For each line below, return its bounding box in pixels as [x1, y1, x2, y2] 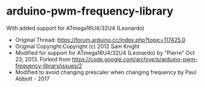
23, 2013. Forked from [15, 55, 71, 63]
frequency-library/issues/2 [15, 62, 82, 69]
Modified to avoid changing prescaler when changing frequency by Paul [15, 68, 197, 75]
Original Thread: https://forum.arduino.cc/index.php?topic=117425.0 [15, 36, 186, 43]
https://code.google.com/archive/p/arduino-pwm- [72, 55, 198, 63]
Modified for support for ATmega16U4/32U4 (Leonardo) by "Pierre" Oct [15, 49, 195, 56]
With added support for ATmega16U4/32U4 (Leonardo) [6, 24, 145, 32]
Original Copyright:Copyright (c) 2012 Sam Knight [15, 43, 140, 50]
